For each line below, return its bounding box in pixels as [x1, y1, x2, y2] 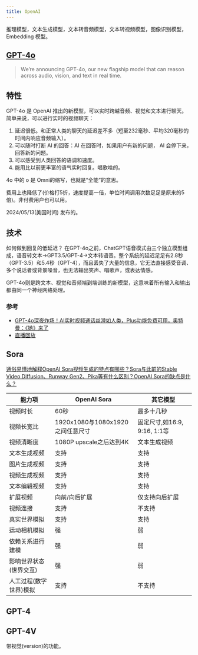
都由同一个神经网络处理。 [6, 287, 68, 294]
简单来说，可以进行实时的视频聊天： [6, 115, 94, 122]
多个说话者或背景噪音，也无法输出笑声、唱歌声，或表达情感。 [6, 267, 156, 274]
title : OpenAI [6, 8, 41, 15]
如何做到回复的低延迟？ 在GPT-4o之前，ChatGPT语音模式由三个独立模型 [6, 245, 183, 252]
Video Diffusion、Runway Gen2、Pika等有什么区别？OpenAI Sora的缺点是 [6, 373, 186, 380]
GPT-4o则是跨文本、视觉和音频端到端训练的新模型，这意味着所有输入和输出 [6, 279, 190, 286]
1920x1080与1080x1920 [55, 418, 128, 427]
